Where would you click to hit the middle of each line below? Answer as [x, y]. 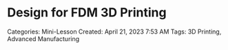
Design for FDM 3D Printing [87, 13]
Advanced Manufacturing [43, 38]
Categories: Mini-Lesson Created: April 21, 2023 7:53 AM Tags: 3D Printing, [114, 32]
